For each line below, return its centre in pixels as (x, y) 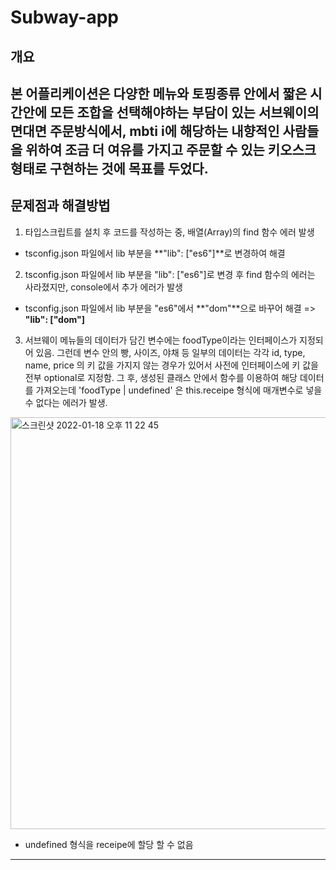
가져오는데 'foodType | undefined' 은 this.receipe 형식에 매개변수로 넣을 (179, 390)
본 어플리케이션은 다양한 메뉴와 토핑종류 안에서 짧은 (159, 93)
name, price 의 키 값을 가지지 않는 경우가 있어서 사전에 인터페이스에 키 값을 (171, 365)
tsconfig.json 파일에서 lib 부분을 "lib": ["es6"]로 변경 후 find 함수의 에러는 (170, 274)
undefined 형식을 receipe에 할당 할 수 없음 (109, 844)
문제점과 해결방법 (60, 206)
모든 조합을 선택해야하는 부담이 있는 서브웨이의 (184, 112)
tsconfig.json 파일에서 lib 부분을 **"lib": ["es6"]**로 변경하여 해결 (155, 253)
